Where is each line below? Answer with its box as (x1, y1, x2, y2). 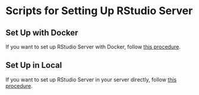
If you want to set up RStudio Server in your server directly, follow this (5, 76, 177, 83)
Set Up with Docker (5, 28, 78, 38)
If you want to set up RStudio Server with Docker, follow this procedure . (5, 43, 181, 50)
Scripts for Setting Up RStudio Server (5, 4, 193, 18)
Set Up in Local (5, 60, 62, 70)
